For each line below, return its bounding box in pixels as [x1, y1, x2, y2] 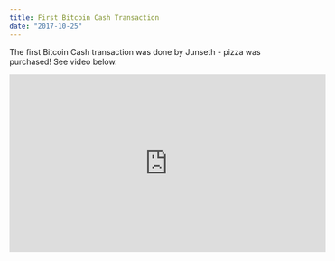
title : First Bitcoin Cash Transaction [9, 13, 160, 23]
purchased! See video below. [9, 56, 117, 67]
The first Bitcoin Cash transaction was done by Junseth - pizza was [9, 46, 261, 57]
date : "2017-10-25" [9, 22, 83, 31]
